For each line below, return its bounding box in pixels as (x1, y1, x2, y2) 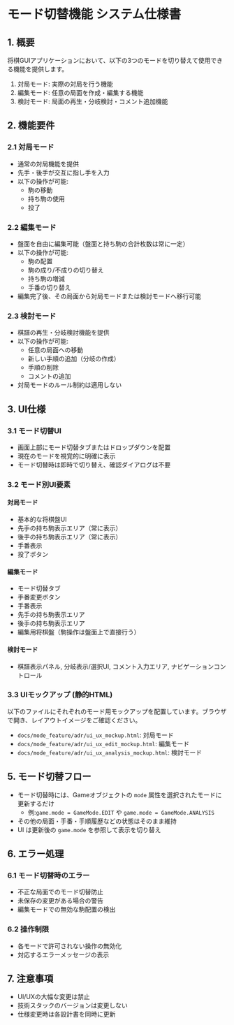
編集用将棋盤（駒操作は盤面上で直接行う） (17, 628, 140, 637)
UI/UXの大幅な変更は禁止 (17, 993, 90, 1001)
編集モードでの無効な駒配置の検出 (17, 906, 116, 914)
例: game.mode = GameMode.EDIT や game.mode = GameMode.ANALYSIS (27, 808, 215, 816)
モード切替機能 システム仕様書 (7, 6, 182, 22)
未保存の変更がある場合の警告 (17, 896, 103, 905)
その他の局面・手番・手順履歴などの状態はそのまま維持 (17, 817, 177, 825)
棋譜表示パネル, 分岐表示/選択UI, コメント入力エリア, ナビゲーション (17, 662, 214, 671)
